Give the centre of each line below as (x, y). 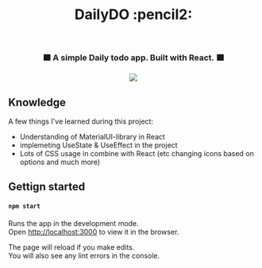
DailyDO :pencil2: (133, 15)
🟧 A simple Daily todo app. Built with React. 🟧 (133, 57)
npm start (25, 207)
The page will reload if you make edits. (71, 247)
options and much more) (60, 162)
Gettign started (47, 187)
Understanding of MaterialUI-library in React (92, 137)
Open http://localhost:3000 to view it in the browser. (94, 232)
